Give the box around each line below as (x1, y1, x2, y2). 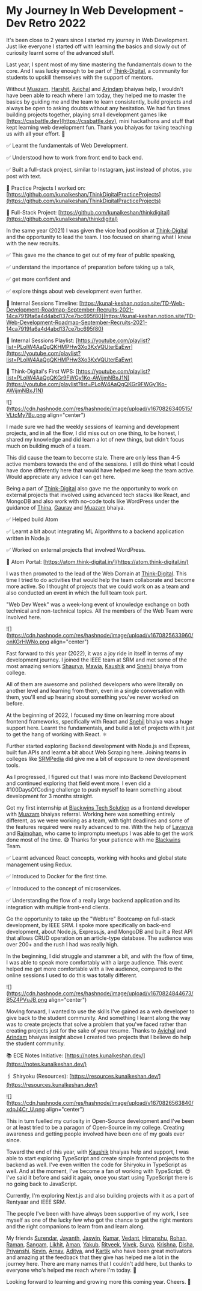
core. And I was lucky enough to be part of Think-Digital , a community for (6, 67, 189, 74)
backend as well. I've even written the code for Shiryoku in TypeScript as (6, 1161, 188, 1168)
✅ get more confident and (6, 275, 71, 283)
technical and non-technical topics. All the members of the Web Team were (6, 607, 194, 614)
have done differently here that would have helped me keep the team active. (6, 466, 195, 474)
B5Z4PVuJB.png (6, 996, 47, 1003)
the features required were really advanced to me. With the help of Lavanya (6, 823, 194, 830)
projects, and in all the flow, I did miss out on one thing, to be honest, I (6, 429, 180, 437)
